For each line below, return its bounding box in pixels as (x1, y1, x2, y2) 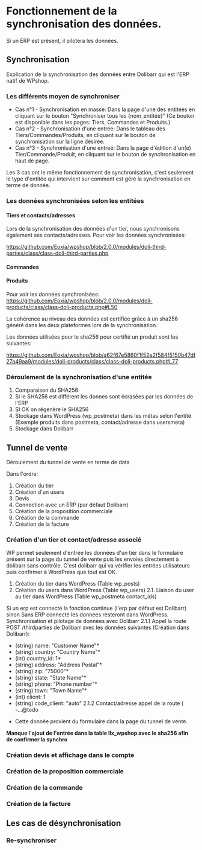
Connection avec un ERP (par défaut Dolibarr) (14, 501, 129, 508)
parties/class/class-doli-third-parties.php (6, 249, 109, 257)
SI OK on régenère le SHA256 (14, 406, 89, 413)
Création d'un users (14, 488, 64, 496)
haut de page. (14, 157, 50, 164)
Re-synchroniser (6, 836, 57, 845)
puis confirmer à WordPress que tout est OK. (6, 569, 117, 576)
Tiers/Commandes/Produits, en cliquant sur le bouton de (14, 132, 156, 139)
